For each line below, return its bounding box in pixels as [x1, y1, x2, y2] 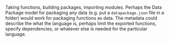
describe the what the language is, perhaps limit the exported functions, [5, 20, 157, 26]
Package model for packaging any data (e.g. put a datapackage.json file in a [5, 10, 164, 16]
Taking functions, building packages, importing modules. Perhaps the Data [5, 5, 162, 10]
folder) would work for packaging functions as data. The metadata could [5, 15, 158, 21]
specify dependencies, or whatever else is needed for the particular [5, 26, 148, 32]
